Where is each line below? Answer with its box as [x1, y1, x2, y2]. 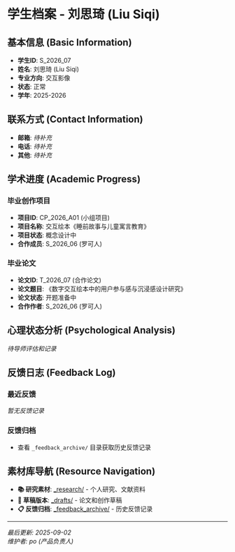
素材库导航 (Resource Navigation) [7, 465, 156, 477]
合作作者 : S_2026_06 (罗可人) [17, 302, 103, 310]
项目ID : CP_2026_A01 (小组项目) [17, 213, 111, 221]
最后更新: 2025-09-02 [7, 528, 71, 537]
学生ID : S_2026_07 [17, 57, 71, 64]
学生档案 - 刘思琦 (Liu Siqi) [7, 6, 160, 22]
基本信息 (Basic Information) [7, 36, 132, 48]
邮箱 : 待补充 [17, 133, 52, 142]
